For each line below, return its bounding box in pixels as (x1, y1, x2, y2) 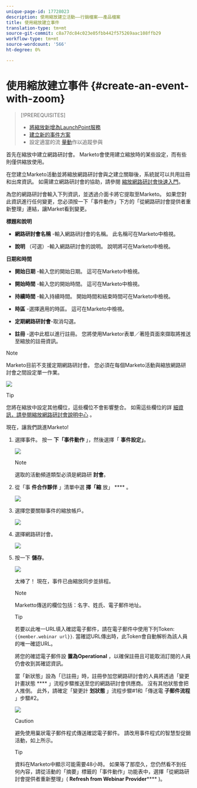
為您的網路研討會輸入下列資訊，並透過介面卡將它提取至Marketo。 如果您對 (6, 191, 187, 198)
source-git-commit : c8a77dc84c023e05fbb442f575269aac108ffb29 (6, 31, 161, 36)
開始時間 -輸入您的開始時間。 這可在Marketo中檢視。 (14, 280, 143, 287)
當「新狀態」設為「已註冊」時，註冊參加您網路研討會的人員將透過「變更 (14, 672, 189, 679)
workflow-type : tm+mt (6, 36, 59, 42)
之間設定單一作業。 (16, 369, 63, 376)
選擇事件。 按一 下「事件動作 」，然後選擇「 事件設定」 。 (14, 436, 150, 443)
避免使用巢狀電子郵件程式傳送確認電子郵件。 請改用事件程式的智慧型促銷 (14, 729, 191, 736)
